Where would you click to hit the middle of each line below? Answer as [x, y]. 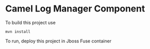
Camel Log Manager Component [75, 9]
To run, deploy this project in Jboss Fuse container [58, 41]
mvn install [18, 31]
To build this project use [31, 22]
